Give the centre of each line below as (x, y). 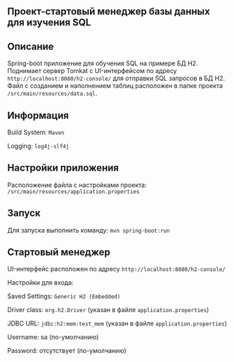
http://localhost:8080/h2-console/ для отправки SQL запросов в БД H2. (116, 78)
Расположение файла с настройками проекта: (77, 185)
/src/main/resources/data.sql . (52, 93)
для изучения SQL (49, 23)
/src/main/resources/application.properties (73, 192)
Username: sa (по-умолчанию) (53, 337)
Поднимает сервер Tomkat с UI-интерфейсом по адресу (92, 71)
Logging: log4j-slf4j (38, 146)
